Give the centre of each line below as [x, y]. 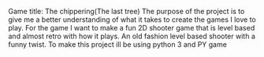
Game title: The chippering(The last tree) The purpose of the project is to [126, 11]
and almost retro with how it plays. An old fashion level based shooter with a [132, 36]
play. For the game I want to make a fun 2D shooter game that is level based [132, 28]
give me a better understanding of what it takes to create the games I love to [132, 20]
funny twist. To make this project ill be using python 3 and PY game [117, 45]
